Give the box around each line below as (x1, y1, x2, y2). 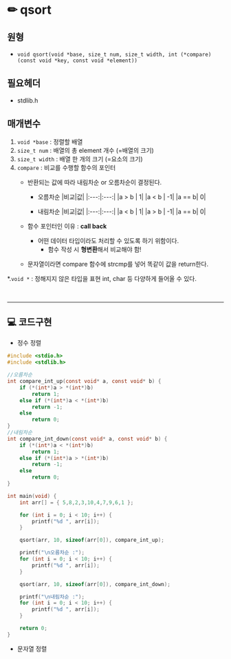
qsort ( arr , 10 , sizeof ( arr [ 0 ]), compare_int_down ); (19, 580, 170, 587)
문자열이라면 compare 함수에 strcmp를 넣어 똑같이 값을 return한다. (27, 260, 208, 268)
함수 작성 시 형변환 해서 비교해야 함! (47, 245, 142, 253)
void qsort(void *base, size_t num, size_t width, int (16, 51, 178, 58)
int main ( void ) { (7, 492, 57, 499)
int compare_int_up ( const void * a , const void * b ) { (7, 378, 162, 385)
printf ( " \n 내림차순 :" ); (19, 593, 85, 600)
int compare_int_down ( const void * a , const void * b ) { (7, 435, 168, 442)
